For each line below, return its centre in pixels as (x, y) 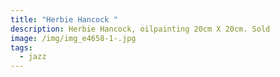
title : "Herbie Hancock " (64, 19)
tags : (21, 47)
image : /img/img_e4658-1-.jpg (73, 38)
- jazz (33, 57)
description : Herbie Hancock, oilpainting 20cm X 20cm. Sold (140, 29)
